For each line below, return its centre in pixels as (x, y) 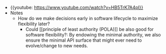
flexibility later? (34, 24)
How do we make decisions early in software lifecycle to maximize (88, 18)
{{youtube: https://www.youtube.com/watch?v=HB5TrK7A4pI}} (77, 7)
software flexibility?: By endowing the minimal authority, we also (93, 35)
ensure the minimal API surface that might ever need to (84, 40)
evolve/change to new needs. (57, 46)
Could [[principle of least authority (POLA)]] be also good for (89, 29)
